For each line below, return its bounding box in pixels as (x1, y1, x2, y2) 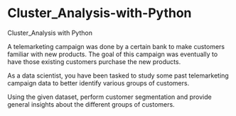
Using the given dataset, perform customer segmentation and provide (7, 93, 212, 101)
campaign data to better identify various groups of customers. (7, 78, 190, 87)
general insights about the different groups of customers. (7, 100, 176, 108)
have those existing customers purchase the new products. (7, 57, 181, 65)
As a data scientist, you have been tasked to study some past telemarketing (7, 71, 229, 80)
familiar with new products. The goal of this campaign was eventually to (7, 50, 218, 58)
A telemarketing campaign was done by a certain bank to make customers (7, 42, 225, 51)
